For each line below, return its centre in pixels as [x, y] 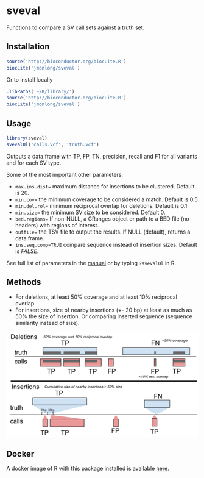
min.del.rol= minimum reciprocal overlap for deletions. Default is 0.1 [101, 205]
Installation [28, 47]
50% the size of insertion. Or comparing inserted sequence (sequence [104, 316]
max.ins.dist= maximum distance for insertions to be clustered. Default [105, 186]
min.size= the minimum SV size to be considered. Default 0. [90, 212]
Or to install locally [30, 79]
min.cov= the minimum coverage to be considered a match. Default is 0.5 [106, 199]
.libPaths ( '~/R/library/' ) [40, 91]
